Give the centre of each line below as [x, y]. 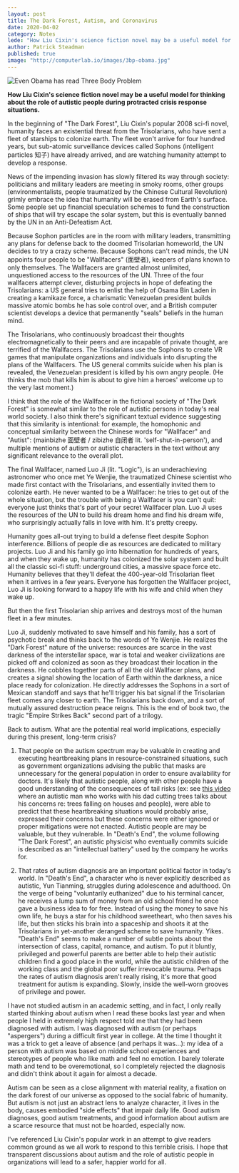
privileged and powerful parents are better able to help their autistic [117, 953]
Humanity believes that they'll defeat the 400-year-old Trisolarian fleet [111, 574]
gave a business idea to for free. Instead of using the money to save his [123, 908]
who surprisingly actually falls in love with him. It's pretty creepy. [103, 522]
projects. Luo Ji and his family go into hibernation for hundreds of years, [113, 551]
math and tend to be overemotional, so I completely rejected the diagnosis [117, 1066]
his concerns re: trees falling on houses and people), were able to [114, 804]
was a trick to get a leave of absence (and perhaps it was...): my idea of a [115, 1043]
